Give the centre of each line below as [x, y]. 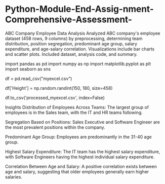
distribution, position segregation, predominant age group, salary [71, 43]
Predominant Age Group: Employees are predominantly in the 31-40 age [79, 137]
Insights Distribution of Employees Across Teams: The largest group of [77, 107]
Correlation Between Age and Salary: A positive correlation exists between [81, 166]
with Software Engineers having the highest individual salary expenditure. [80, 157]
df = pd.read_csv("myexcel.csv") [39, 78]
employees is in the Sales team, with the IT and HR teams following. [74, 112]
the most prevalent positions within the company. [55, 127]
